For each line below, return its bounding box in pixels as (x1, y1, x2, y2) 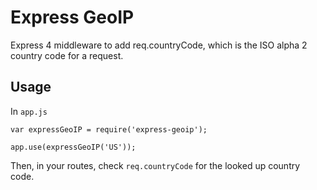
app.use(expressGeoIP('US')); (10, 142, 137, 152)
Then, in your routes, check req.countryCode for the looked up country (10, 159, 301, 171)
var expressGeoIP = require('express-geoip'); (10, 124, 208, 135)
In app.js (10, 105, 48, 117)
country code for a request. (10, 49, 124, 61)
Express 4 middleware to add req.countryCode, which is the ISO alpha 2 (10, 39, 308, 51)
